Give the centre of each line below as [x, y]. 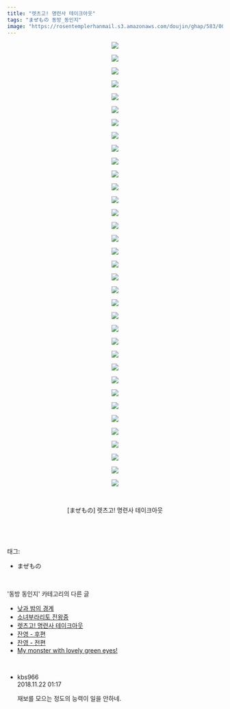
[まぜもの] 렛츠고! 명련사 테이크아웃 [115, 510]
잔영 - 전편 [31, 643]
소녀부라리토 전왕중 [43, 617]
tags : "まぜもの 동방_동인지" [44, 20]
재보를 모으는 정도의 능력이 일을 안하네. [69, 699]
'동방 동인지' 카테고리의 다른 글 [48, 594]
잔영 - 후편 [31, 634]
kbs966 [28, 677]
